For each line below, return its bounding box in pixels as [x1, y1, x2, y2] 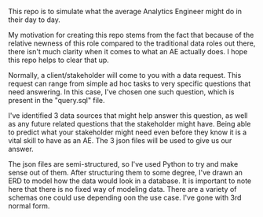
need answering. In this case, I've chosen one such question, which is [8, 87, 235, 97]
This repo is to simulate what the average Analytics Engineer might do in [8, 7, 242, 16]
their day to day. [8, 15, 60, 24]
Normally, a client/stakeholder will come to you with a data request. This [8, 71, 242, 79]
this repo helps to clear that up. [8, 55, 110, 64]
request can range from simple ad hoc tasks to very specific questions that [8, 79, 251, 88]
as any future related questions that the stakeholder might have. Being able [8, 120, 251, 128]
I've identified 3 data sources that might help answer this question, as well [8, 111, 248, 120]
